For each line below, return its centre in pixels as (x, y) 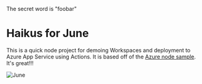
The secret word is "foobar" (41, 9)
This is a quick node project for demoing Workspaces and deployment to (99, 50)
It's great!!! (20, 63)
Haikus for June (48, 33)
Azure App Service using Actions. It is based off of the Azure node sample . (101, 57)
